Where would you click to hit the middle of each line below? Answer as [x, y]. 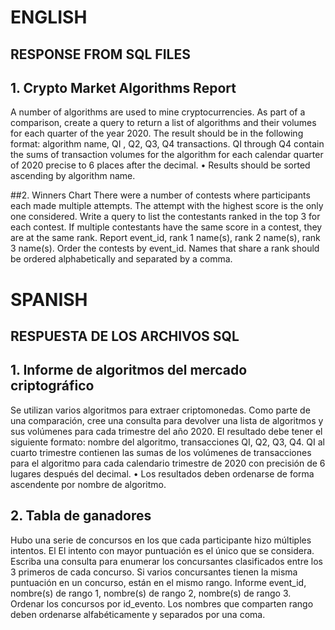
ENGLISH [49, 17]
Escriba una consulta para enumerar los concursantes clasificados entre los [166, 561]
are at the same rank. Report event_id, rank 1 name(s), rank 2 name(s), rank [165, 238]
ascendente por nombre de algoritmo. [88, 484]
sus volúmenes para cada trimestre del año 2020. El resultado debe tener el [166, 431]
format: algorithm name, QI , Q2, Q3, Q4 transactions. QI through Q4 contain [167, 144]
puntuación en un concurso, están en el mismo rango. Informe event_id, [158, 582]
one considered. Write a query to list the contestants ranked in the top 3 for [165, 217]
